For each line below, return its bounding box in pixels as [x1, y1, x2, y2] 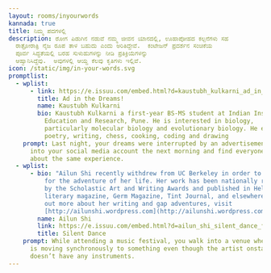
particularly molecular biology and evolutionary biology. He [44, 124, 258, 132]
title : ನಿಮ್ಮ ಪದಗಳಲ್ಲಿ [8, 27, 67, 35]
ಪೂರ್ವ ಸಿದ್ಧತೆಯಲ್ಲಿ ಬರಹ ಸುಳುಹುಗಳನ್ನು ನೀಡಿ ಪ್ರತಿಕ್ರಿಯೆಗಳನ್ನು [15, 49, 148, 57]
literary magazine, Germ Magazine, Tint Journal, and [44, 191, 229, 200]
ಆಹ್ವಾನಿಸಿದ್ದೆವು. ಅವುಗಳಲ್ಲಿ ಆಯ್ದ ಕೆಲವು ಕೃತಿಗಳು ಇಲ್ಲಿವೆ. [15, 57, 143, 65]
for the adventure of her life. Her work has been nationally [44, 177, 258, 186]
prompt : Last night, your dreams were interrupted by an [23, 139, 219, 148]
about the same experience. [29, 154, 125, 162]
